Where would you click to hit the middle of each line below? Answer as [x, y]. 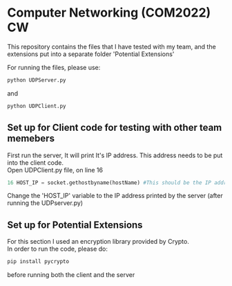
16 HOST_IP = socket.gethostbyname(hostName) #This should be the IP [109, 182]
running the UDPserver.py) [45, 203]
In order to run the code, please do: [58, 249]
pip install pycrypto [38, 262]
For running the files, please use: [54, 67]
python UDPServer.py [37, 80]
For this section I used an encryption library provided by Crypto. [98, 242]
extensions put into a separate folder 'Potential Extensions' [91, 54]
